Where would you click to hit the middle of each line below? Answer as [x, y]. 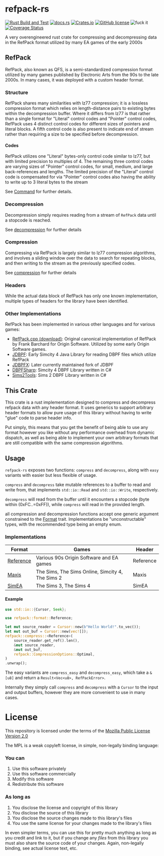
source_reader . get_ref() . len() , [47, 640]
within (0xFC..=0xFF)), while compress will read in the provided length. [75, 505]
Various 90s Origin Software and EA [77, 558]
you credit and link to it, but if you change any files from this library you [77, 837]
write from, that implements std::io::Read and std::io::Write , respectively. [82, 490]
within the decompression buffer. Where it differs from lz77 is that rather [78, 114]
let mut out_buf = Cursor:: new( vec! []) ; [47, 632]
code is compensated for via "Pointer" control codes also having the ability [80, 177]
